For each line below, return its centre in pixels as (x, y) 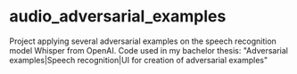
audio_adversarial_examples (118, 16)
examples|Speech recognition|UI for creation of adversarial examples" (139, 60)
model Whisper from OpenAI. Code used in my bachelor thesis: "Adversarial (148, 50)
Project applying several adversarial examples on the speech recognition (143, 41)
